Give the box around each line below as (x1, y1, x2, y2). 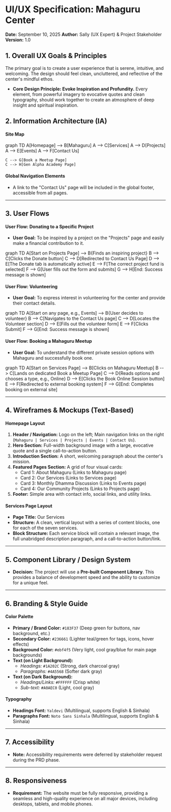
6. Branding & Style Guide (5, 599, 88, 608)
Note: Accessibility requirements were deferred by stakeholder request (12, 751, 162, 757)
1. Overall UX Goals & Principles (5, 52, 107, 60)
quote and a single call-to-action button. (12, 448, 98, 454)
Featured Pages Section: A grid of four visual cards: (12, 464, 123, 470)
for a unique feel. (12, 580, 49, 586)
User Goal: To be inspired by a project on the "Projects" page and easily (12, 235, 164, 241)
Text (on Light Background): (12, 657, 74, 664)
